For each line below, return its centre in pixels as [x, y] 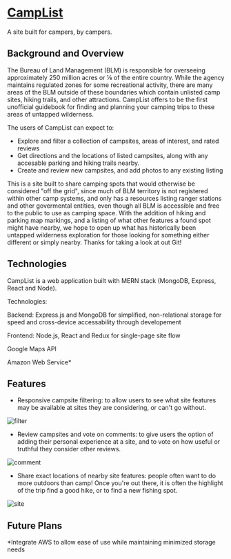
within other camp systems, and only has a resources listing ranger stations [114, 198]
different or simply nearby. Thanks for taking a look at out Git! [94, 242]
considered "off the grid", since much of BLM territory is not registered [108, 190]
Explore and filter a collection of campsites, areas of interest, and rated [118, 141]
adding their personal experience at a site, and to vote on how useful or [119, 442]
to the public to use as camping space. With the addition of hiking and [107, 213]
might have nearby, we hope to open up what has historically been [102, 227]
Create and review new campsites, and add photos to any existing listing [120, 170]
